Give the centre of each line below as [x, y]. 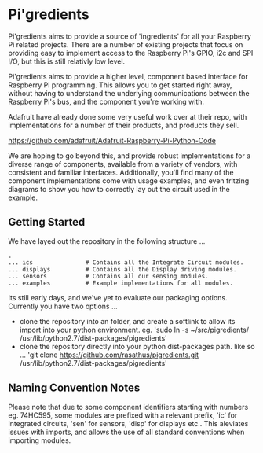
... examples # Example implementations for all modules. [121, 283]
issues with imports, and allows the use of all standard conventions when [126, 432]
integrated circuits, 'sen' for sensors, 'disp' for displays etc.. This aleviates [128, 423]
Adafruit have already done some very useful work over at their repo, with [128, 116]
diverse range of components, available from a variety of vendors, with [123, 164]
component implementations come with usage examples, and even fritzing [129, 180]
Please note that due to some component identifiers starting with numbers [128, 407]
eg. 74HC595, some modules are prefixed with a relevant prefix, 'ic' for [123, 415]
